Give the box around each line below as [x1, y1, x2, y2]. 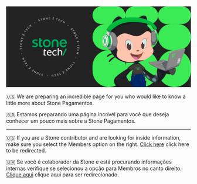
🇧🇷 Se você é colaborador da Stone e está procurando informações [6, 158, 172, 165]
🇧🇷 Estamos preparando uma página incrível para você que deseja [6, 110, 169, 117]
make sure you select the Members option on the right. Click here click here [6, 141, 189, 148]
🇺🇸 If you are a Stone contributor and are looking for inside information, [6, 134, 181, 141]
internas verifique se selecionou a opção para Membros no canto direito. [6, 165, 182, 172]
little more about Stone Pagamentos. [6, 99, 94, 106]
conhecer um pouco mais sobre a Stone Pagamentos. [6, 117, 136, 124]
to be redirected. [6, 147, 47, 154]
